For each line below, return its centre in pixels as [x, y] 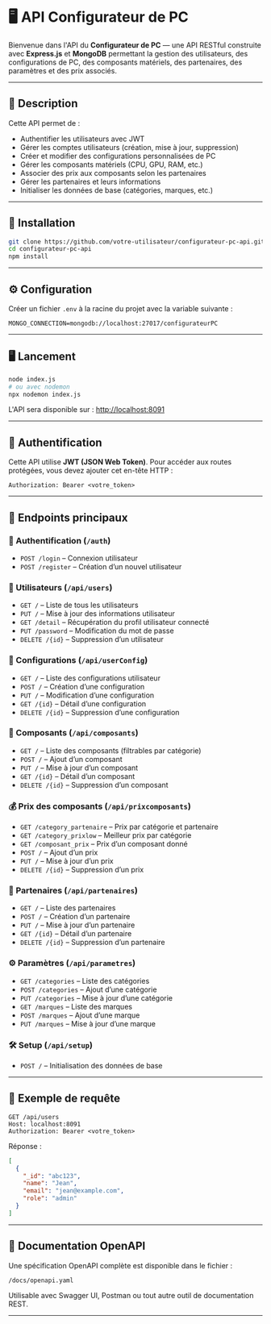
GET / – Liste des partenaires [68, 908]
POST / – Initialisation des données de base [91, 1066]
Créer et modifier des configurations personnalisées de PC [118, 156]
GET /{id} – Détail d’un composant [77, 776]
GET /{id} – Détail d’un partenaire [76, 934]
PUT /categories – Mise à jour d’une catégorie [96, 997]
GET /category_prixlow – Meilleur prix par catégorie [106, 835]
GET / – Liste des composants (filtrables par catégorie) [110, 750]
